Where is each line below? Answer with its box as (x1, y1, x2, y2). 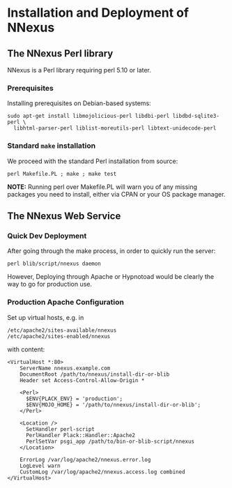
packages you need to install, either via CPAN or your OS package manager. (7, 190, 226, 198)
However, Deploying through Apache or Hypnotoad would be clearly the (7, 273, 215, 281)
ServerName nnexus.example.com (20, 365, 111, 372)
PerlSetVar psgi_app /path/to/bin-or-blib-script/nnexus (25, 438, 195, 445)
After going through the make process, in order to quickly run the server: (7, 247, 216, 255)
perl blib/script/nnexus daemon (7, 260, 101, 268)
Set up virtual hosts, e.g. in (7, 313, 84, 321)
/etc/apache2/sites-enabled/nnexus (7, 333, 111, 340)
